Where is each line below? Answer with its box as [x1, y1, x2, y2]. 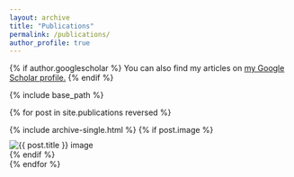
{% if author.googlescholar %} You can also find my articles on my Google [9, 63, 285, 74]
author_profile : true [9, 38, 91, 48]
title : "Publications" [9, 22, 94, 31]
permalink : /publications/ [9, 30, 111, 39]
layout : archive [9, 13, 70, 22]
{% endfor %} [9, 159, 61, 170]
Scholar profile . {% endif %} [9, 73, 114, 84]
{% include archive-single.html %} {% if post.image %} [9, 125, 214, 136]
